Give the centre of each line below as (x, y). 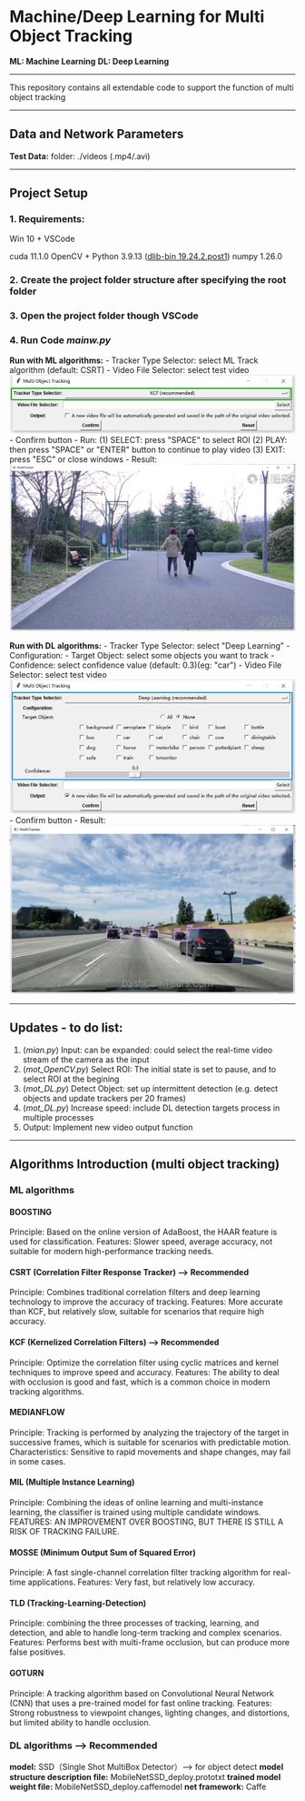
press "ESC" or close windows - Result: (83, 459)
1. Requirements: (47, 219)
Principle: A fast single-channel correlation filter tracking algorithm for (140, 1573)
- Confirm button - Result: (58, 820)
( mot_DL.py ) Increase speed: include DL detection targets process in (151, 1108)
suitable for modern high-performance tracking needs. (112, 1252)
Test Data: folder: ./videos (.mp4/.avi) (80, 156)
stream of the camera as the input (86, 1059)
